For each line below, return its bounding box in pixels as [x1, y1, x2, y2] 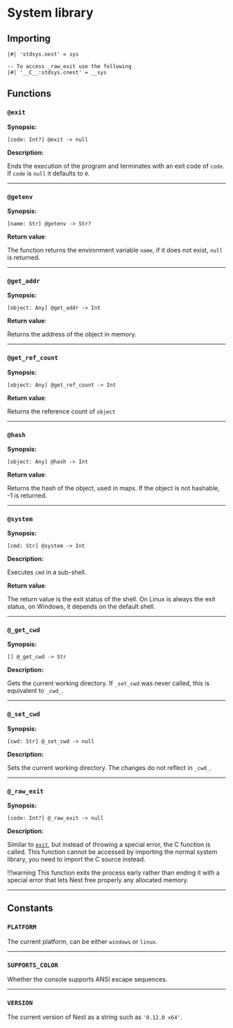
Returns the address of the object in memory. [7, 330, 137, 339]
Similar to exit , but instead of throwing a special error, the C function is [7, 841, 211, 849]
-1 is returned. [7, 491, 47, 499]
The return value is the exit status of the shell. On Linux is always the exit [7, 595, 216, 603]
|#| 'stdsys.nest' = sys [7, 51, 79, 58]
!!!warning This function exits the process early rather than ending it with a [7, 868, 220, 877]
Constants [7, 902, 53, 914]
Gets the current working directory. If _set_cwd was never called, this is [7, 679, 210, 687]
